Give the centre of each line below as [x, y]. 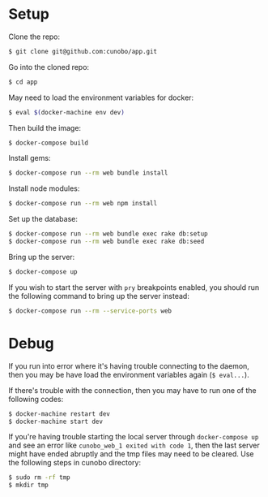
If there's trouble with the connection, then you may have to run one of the [132, 390]
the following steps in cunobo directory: [75, 463]
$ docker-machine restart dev [60, 414]
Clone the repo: [34, 37]
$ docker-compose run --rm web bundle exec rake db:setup [108, 234]
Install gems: [30, 158]
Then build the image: [45, 127]
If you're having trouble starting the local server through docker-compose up [134, 437]
